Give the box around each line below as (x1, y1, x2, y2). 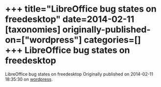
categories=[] (84, 35, 141, 46)
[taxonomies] (5, 24, 61, 35)
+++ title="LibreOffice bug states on (5, 3, 157, 15)
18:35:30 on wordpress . (5, 76, 53, 82)
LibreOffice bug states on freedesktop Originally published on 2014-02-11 (5, 71, 153, 77)
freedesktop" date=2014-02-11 (5, 14, 135, 25)
